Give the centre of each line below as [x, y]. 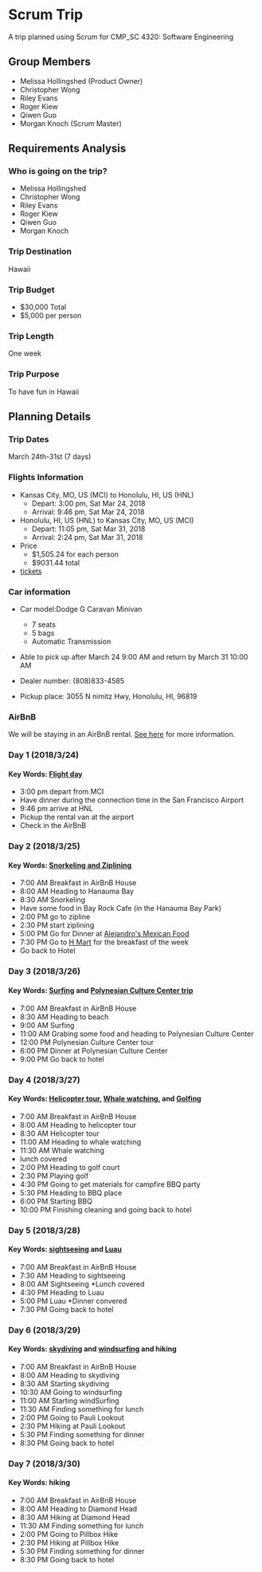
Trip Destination [40, 251]
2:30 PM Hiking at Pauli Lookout [72, 1426]
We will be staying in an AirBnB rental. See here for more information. [122, 735]
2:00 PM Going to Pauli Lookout [72, 1417]
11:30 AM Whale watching [62, 1150]
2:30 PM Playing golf [54, 1176]
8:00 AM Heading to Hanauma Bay [76, 892]
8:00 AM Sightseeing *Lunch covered [82, 1284]
